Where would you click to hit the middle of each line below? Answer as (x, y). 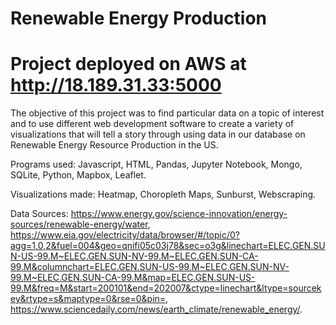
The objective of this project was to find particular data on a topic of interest (167, 113)
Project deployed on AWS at (128, 64)
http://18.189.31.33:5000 (116, 85)
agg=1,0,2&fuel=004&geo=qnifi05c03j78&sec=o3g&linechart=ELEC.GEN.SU (168, 246)
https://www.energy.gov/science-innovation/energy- (179, 214)
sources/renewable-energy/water (79, 224)
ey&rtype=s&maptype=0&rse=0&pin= (88, 299)
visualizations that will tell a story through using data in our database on (158, 134)
